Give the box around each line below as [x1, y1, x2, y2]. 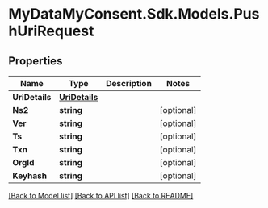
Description [106, 78, 152, 89]
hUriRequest [8, 22, 94, 40]
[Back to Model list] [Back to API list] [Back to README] [8, 191, 194, 200]
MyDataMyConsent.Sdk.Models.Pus [8, 5, 260, 23]
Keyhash [12, 170, 47, 181]
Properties [8, 54, 63, 68]
